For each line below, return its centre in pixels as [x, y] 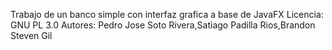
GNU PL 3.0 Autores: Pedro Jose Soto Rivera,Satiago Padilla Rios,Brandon [163, 25]
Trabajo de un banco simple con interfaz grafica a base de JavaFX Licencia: [167, 14]
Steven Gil [31, 35]
